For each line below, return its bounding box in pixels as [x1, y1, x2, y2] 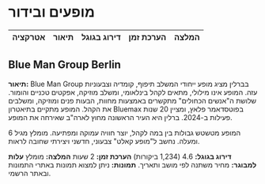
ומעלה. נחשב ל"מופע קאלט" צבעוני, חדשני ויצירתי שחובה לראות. [8, 136, 200, 145]
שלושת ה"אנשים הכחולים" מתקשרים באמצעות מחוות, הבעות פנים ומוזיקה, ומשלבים [8, 96, 257, 105]
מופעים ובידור [8, 3, 95, 21]
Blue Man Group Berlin [8, 58, 121, 72]
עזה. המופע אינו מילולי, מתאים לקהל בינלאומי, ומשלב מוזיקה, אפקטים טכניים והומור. [8, 87, 258, 97]
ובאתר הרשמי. [8, 168, 51, 178]
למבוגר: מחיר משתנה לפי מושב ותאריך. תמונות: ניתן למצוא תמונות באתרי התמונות [8, 160, 257, 169]
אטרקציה [12, 32, 46, 43]
